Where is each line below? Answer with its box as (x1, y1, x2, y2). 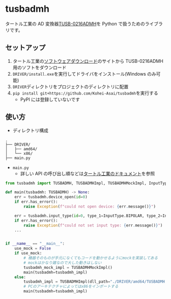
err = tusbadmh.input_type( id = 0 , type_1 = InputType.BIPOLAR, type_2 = (14, 213, 163, 218)
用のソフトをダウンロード (12, 64, 67, 71)
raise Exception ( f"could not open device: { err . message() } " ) (23, 204, 156, 210)
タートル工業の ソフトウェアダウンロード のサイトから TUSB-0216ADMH (12, 58, 164, 64)
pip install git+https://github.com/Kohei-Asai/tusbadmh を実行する (12, 90, 159, 96)
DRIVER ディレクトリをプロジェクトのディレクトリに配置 (12, 83, 129, 89)
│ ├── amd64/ (5, 146, 38, 151)
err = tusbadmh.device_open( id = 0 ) (14, 195, 88, 200)
